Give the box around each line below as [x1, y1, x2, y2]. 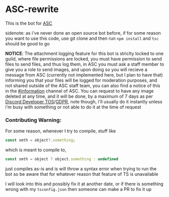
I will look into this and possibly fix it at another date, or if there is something [5, 180, 164, 187]
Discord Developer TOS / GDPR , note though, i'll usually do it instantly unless [5, 98, 162, 104]
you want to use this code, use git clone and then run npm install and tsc [5, 35, 159, 41]
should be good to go [5, 40, 50, 46]
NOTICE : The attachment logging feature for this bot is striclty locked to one [5, 50, 164, 56]
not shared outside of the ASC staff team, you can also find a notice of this [5, 82, 160, 89]
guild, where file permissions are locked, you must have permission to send [5, 55, 162, 61]
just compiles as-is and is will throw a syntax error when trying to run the [5, 165, 157, 172]
